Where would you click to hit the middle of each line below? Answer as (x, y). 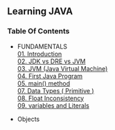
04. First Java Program (50, 76)
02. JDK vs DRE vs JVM (51, 61)
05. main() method (44, 83)
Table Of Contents (38, 31)
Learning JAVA (40, 11)
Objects (28, 119)
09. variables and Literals (53, 105)
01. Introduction (39, 54)
